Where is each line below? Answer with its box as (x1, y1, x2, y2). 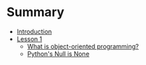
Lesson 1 (16, 34, 43, 43)
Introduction (16, 27, 52, 36)
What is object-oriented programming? (27, 42, 139, 50)
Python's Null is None (27, 50, 90, 58)
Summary (6, 4, 64, 20)
